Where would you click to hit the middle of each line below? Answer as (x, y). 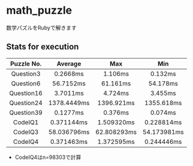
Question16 (26, 93)
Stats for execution (43, 47)
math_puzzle (39, 10)
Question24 (26, 103)
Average (69, 63)
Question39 (26, 112)
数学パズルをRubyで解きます (41, 27)
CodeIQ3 (26, 132)
